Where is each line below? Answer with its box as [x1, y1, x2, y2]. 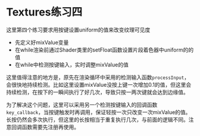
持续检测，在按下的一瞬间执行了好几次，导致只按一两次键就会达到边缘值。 [6, 88, 189, 96]
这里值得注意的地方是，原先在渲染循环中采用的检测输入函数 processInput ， [6, 74, 189, 81]
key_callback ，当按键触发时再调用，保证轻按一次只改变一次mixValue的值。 [6, 108, 191, 116]
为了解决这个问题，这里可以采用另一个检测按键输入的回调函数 [6, 101, 158, 108]
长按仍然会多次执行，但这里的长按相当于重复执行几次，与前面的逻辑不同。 [6, 116, 189, 123]
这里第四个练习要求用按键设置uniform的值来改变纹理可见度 [6, 26, 151, 33]
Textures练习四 [6, 5, 83, 19]
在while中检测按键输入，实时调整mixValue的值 [14, 61, 129, 68]
